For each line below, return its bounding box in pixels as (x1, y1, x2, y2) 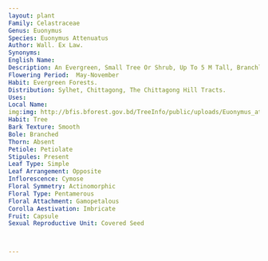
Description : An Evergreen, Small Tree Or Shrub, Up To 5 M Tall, (8, 64, 234, 72)
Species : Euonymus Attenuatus (8, 34, 109, 42)
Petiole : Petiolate (8, 145, 73, 153)
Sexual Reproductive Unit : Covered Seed (8, 219, 145, 227)
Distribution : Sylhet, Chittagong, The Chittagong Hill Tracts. (8, 85, 227, 94)
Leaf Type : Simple (8, 160, 69, 168)
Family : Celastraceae (8, 19, 81, 27)
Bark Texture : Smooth (8, 123, 81, 131)
